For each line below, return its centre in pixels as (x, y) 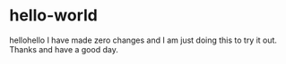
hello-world (54, 16)
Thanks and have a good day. (64, 49)
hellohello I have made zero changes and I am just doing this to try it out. (143, 40)
